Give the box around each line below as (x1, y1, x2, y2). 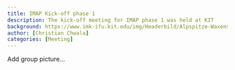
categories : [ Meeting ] (7, 36, 73, 43)
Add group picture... (7, 55, 65, 63)
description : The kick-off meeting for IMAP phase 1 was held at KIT (7, 17, 215, 24)
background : (7, 23, 42, 30)
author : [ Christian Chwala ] (7, 29, 90, 37)
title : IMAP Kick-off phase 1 (7, 10, 96, 17)
